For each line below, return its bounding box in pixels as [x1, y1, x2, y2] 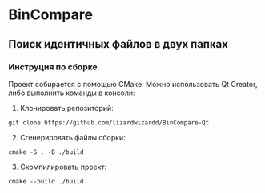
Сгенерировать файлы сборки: [19, 132, 126, 142]
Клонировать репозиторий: [19, 103, 114, 112]
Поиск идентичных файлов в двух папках [8, 37, 228, 51]
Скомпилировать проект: [19, 162, 107, 171]
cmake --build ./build [8, 177, 84, 185]
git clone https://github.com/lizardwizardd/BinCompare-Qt [8, 118, 210, 127]
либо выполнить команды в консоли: [8, 88, 135, 97]
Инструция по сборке [8, 61, 98, 73]
